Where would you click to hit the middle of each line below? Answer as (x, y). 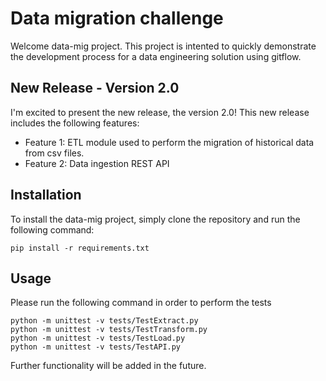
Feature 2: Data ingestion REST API (97, 163)
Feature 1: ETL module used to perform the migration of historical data (169, 142)
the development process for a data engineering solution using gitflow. (156, 56)
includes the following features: (75, 123)
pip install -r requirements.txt (80, 248)
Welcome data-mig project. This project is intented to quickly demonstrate (163, 46)
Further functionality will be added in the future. (108, 366)
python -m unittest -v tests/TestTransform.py (109, 330)
